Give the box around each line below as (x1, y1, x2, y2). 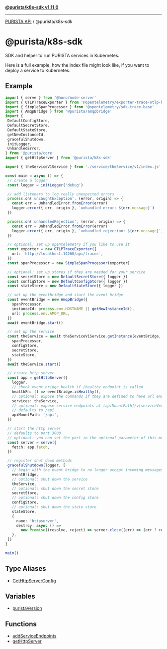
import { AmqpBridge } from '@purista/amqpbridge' (5, 109, 112, 114)
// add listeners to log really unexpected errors (7, 191, 114, 196)
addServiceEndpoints (12, 633, 57, 639)
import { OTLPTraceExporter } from (5, 100, 79, 105)
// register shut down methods (7, 458, 72, 463)
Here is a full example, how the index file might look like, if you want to (5, 62, 150, 68)
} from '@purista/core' (5, 151, 55, 156)
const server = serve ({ (7, 440, 57, 445)
